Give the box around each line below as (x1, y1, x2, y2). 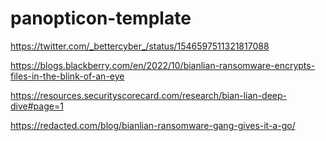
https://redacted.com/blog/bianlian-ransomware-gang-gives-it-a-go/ (10, 119, 296, 131)
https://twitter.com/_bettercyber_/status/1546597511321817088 (10, 40, 270, 52)
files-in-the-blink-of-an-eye (10, 70, 125, 82)
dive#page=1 (10, 100, 64, 112)
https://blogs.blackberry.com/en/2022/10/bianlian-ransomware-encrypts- (10, 59, 316, 71)
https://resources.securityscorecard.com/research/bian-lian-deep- (10, 89, 287, 101)
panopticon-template (10, 7, 192, 30)
